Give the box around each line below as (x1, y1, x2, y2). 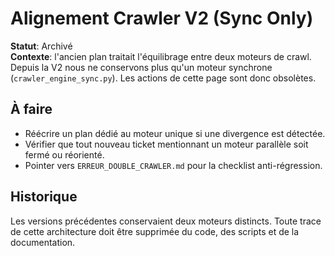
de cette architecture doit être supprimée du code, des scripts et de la (10, 225, 300, 237)
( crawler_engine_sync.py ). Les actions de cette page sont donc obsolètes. (10, 72, 317, 84)
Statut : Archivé (10, 40, 73, 52)
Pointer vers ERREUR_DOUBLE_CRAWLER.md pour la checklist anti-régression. (24, 159, 323, 171)
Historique (10, 188, 78, 206)
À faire (10, 101, 53, 118)
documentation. (10, 236, 76, 248)
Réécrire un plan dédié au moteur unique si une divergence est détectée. (24, 127, 326, 139)
